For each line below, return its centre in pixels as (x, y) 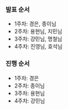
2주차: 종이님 (30, 85)
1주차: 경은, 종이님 (35, 24)
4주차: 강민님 (30, 100)
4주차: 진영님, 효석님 (38, 47)
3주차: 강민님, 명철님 (38, 39)
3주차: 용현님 (30, 93)
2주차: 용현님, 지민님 (38, 31)
